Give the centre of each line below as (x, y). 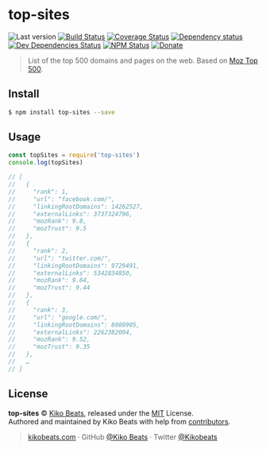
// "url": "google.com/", (58, 317)
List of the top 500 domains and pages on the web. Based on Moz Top (143, 60)
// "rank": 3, (39, 310)
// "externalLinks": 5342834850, (71, 273)
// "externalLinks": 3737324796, (71, 214)
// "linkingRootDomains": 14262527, (76, 207)
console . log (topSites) (46, 163)
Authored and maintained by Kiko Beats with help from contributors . (120, 421)
